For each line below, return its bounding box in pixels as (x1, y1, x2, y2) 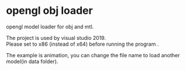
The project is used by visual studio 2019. (6, 34, 106, 41)
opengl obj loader (6, 4, 93, 17)
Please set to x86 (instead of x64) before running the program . (6, 40, 159, 47)
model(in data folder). (6, 58, 58, 65)
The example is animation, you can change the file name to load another (6, 51, 180, 58)
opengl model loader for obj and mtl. (6, 23, 94, 30)
